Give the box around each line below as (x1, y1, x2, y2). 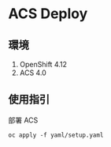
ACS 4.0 (19, 68, 47, 77)
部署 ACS (8, 115, 39, 125)
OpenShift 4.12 (19, 60, 68, 69)
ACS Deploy (8, 5, 88, 23)
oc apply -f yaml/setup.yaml (8, 131, 104, 139)
